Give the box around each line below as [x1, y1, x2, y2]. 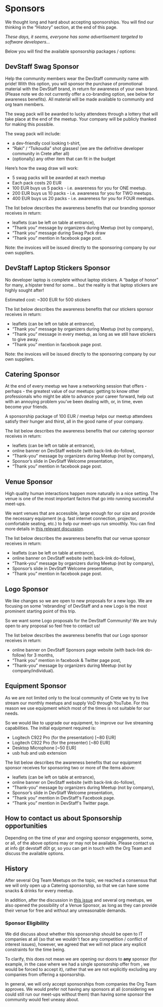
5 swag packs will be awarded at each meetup [12, 174, 106, 181]
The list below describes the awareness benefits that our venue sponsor [5, 535, 150, 541]
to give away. [12, 336, 39, 342]
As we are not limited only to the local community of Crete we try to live [5, 695, 148, 700]
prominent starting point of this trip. [5, 608, 76, 614]
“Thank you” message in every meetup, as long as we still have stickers [12, 331, 156, 337]
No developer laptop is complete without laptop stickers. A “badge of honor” [5, 277, 159, 283]
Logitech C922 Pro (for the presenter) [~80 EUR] [12, 740, 110, 745]
